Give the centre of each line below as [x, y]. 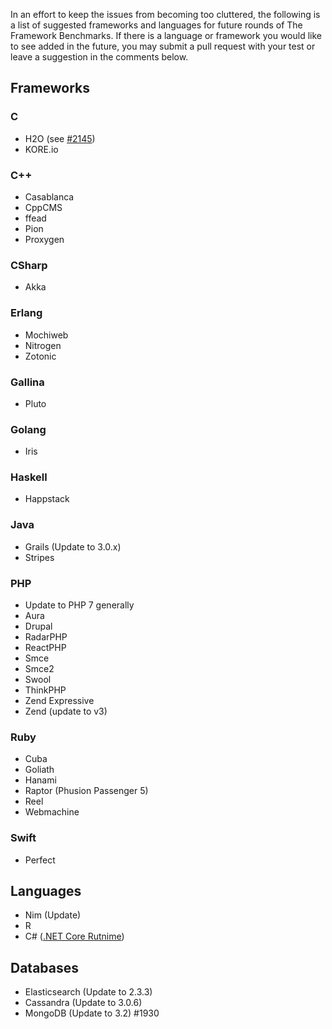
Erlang [26, 313]
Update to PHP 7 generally [79, 605]
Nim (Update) [53, 915]
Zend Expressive [59, 701]
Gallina [27, 382]
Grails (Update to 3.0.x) [73, 546]
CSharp [29, 265]
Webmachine [52, 812]
